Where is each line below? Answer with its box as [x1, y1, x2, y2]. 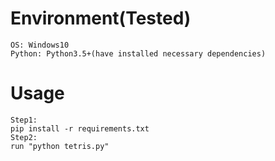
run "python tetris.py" [10, 141, 110, 151]
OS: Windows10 [10, 40, 70, 50]
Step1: [10, 115, 38, 125]
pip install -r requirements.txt [10, 123, 150, 134]
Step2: [10, 132, 38, 142]
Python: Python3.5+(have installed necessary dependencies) [10, 48, 267, 59]
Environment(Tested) [10, 7, 192, 30]
